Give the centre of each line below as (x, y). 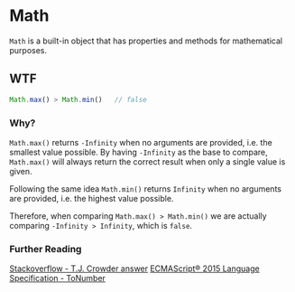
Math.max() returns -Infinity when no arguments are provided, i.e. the (141, 142)
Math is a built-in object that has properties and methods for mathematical (146, 41)
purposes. (28, 50)
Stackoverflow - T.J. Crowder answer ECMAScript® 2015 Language (134, 268)
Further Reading (46, 249)
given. (21, 171)
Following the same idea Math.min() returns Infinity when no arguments (146, 188)
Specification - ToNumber (58, 278)
